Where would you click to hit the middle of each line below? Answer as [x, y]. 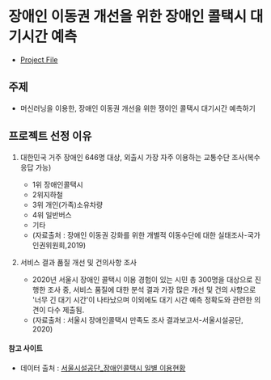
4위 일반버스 [52, 214]
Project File [39, 59]
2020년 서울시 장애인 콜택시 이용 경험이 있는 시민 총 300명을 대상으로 [142, 279]
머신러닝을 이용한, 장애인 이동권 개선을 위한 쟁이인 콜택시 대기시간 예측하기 [138, 108]
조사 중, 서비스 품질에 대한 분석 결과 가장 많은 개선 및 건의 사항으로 [152, 289]
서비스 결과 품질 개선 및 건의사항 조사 [78, 262]
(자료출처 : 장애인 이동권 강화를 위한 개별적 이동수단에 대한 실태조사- [140, 234]
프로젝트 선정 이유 [50, 136]
